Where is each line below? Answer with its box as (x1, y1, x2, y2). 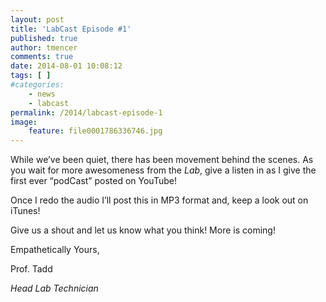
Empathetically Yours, (10, 244, 100, 256)
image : (10, 117, 38, 127)
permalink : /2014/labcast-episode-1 (10, 107, 163, 118)
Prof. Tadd (10, 263, 53, 275)
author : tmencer (10, 42, 78, 53)
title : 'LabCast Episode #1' (10, 24, 132, 34)
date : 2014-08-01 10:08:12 (10, 61, 123, 71)
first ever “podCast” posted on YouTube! (10, 175, 177, 187)
